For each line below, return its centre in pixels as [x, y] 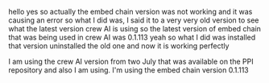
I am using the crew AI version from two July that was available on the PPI [131, 61]
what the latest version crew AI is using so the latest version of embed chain [135, 29]
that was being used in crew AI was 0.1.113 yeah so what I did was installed [132, 37]
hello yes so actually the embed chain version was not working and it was [130, 12]
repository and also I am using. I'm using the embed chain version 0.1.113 [128, 70]
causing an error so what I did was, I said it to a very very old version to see [134, 20]
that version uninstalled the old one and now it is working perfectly [119, 46]
